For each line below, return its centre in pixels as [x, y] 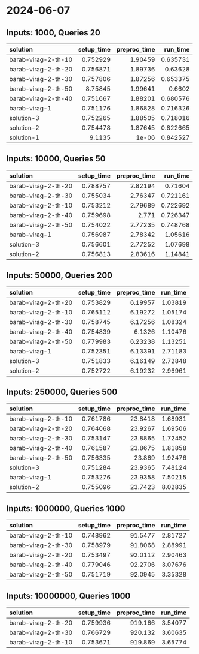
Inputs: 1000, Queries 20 [53, 33]
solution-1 [25, 137]
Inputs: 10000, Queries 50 [56, 159]
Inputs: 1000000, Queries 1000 [66, 508]
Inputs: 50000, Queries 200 [59, 276]
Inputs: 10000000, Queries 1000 [68, 595]
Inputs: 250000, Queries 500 [62, 392]
